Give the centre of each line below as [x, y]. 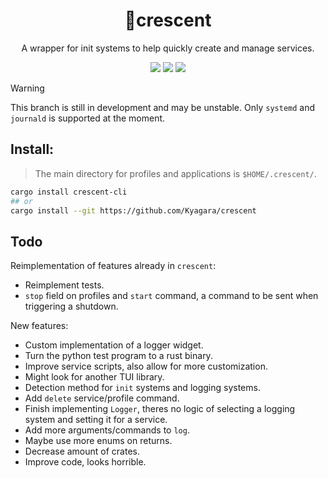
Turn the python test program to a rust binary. [118, 356]
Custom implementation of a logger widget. [114, 345]
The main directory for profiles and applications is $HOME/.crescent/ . [175, 173]
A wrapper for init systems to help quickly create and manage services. [168, 48]
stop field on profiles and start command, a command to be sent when [171, 296]
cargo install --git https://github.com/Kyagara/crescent [133, 210]
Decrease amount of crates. [82, 451]
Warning [27, 88]
